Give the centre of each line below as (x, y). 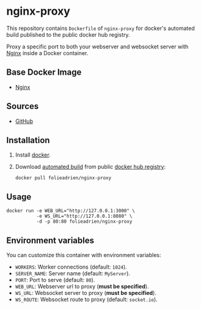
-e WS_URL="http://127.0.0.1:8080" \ (84, 216)
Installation (28, 140)
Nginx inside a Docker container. (47, 53)
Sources (23, 106)
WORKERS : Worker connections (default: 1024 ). (71, 267)
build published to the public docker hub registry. (68, 34)
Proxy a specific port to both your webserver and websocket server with (97, 47)
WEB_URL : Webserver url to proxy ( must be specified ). (82, 286)
